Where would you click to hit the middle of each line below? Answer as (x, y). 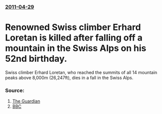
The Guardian (26, 101)
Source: (15, 90)
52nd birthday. (36, 59)
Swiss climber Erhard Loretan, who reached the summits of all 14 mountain (81, 72)
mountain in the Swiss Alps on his (76, 48)
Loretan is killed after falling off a (74, 38)
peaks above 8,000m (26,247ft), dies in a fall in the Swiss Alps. (69, 77)
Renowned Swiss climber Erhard (73, 27)
